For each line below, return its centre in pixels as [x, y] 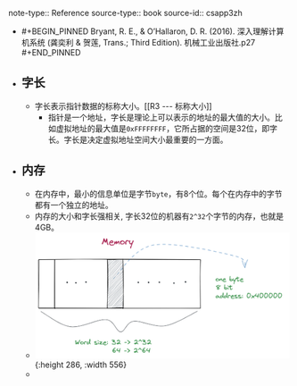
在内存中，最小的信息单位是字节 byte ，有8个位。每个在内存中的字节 [158, 193]
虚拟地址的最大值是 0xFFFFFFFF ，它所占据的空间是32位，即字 [167, 128]
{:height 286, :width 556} [80, 365]
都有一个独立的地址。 [74, 205]
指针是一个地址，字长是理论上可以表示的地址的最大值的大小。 [161, 117]
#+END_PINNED [51, 52]
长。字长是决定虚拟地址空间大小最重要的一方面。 [138, 139]
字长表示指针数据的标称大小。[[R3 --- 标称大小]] [123, 105]
